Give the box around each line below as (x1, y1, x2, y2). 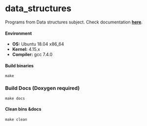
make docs (5, 96, 25, 101)
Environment (5, 30, 32, 36)
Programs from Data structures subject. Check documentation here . (5, 19, 143, 25)
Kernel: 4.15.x (12, 46, 40, 52)
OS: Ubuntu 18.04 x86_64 (12, 41, 65, 47)
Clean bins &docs (5, 106, 42, 112)
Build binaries (5, 63, 34, 68)
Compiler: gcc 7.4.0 (12, 52, 53, 58)
